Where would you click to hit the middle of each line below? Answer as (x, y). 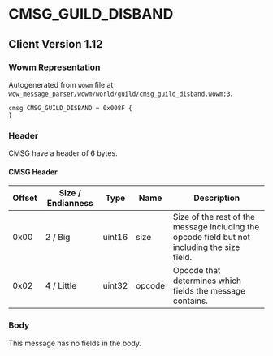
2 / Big (58, 238)
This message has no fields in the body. (75, 343)
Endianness (70, 204)
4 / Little (61, 286)
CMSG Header (33, 172)
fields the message (210, 291)
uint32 (115, 286)
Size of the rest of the (214, 217)
